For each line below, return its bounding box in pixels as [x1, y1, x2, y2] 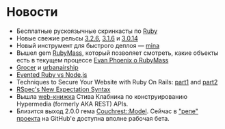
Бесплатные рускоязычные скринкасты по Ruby [16, 27, 158, 35]
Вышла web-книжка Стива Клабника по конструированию [16, 92, 188, 100]
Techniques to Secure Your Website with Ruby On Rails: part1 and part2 [16, 78, 218, 86]
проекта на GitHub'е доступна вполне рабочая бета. [16, 114, 170, 122]
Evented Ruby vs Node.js [16, 70, 88, 79]
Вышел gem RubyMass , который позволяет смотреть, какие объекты [16, 49, 219, 57]
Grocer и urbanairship [16, 63, 79, 71]
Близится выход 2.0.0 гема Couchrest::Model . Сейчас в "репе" [16, 107, 199, 115]
